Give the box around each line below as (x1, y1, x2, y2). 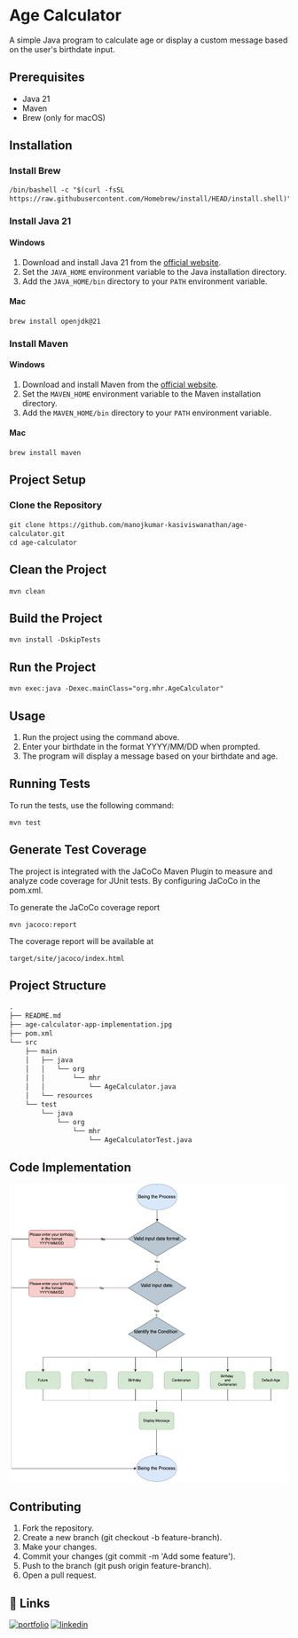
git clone (9, 520, 46, 529)
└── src (9, 1038, 38, 1047)
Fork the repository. (21, 1523, 95, 1533)
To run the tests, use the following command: (9, 799, 175, 810)
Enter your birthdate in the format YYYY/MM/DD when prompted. (21, 742, 261, 752)
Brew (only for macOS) (21, 112, 106, 122)
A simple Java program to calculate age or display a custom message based (9, 35, 288, 45)
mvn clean (9, 587, 46, 595)
